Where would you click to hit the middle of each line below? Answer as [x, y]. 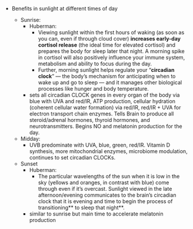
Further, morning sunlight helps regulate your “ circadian [106, 70]
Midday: [30, 139]
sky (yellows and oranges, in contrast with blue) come [104, 182]
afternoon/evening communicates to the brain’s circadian [107, 195]
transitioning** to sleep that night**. [81, 208]
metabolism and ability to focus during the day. [95, 64]
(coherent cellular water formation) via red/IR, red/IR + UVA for [105, 107]
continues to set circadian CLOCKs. [72, 157]
